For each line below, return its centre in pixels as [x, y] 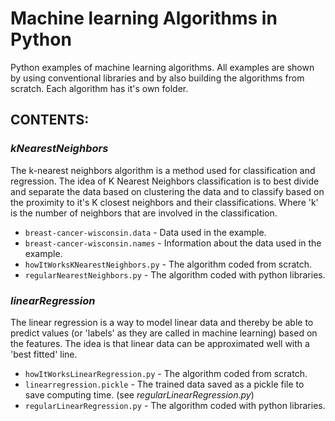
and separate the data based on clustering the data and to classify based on [167, 191]
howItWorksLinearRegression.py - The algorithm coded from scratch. [166, 373]
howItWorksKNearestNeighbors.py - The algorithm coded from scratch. [168, 264]
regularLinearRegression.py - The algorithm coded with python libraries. [175, 405]
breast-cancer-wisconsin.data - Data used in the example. [145, 232]
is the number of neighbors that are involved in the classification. [144, 213]
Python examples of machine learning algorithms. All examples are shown [162, 67]
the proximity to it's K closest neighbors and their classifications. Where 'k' [164, 202]
